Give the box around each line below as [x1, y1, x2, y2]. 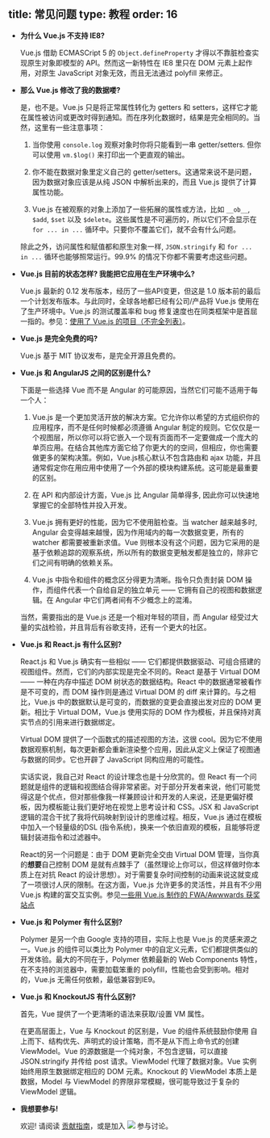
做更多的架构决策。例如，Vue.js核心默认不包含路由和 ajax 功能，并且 [31, 452, 262, 462]
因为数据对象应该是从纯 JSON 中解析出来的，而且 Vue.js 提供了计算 [31, 177, 257, 187]
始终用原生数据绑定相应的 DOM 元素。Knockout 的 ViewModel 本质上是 [19, 1066, 258, 1076]
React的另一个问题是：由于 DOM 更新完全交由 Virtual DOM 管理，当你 [19, 849, 253, 859]
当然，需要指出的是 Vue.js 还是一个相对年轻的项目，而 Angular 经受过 [19, 612, 251, 622]
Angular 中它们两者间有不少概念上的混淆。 [55, 594, 197, 604]
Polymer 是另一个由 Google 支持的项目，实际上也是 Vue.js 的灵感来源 [19, 934, 251, 943]
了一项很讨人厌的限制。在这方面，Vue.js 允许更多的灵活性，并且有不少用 [19, 880, 262, 889]
